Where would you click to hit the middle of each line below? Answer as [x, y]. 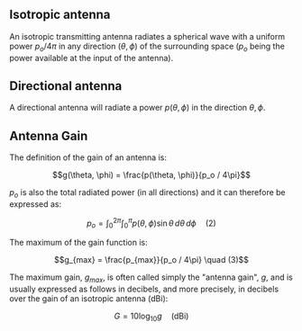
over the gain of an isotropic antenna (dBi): [89, 299]
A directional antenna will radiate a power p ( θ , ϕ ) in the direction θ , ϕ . [137, 108]
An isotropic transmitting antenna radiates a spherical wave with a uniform [147, 36]
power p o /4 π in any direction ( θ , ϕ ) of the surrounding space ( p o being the [147, 47]
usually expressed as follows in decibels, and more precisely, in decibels [144, 289]
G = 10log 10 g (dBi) [151, 317]
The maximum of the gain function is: [78, 243]
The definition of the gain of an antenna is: [88, 157]
